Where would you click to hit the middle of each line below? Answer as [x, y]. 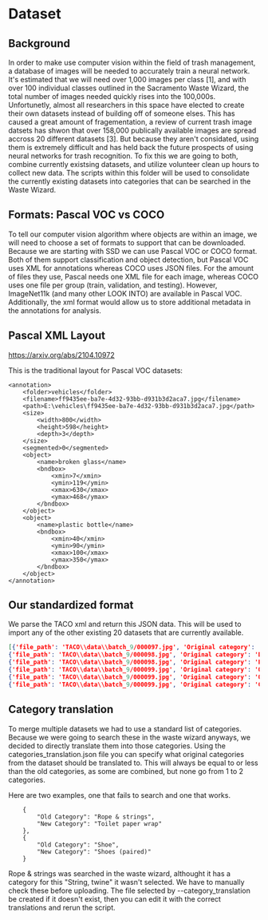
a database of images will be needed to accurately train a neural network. [129, 71]
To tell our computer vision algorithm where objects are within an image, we [133, 234]
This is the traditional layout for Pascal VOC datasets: [96, 370]
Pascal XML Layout [57, 336]
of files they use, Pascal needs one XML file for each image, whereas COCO [134, 276]
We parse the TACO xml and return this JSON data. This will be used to [125, 625]
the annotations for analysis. [55, 310]
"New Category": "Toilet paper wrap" [99, 823]
